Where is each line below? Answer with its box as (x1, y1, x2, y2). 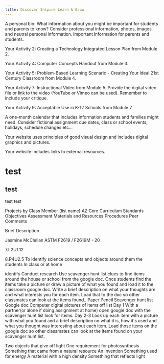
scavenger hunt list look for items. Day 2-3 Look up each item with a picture (5, 312, 158, 318)
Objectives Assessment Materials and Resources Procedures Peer (5, 213, 139, 218)
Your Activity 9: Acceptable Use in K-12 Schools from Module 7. (5, 104, 133, 110)
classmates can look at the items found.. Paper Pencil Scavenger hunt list (5, 297, 153, 303)
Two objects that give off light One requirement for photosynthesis (5, 342, 140, 348)
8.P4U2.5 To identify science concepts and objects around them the (5, 256, 143, 262)
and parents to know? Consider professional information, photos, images (5, 25, 152, 32)
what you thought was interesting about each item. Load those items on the (5, 323, 158, 329)
